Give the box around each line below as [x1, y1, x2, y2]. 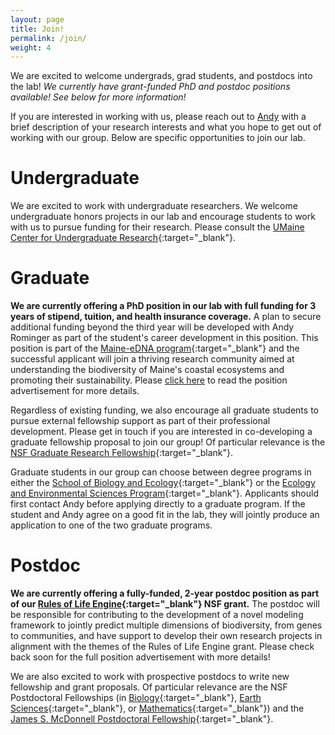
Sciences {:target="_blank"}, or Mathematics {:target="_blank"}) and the [10, 702, 305, 715]
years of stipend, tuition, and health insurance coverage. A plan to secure [10, 311, 322, 323]
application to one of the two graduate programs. [10, 519, 213, 531]
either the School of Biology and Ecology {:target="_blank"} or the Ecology [10, 477, 316, 489]
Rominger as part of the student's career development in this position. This [10, 332, 319, 344]
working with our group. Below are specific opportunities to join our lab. [10, 132, 306, 144]
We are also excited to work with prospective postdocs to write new [10, 671, 290, 683]
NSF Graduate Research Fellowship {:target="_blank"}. [10, 447, 234, 459]
